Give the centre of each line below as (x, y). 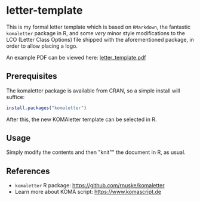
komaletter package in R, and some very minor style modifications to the (96, 33)
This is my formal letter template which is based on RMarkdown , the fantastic (99, 27)
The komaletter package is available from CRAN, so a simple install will (93, 91)
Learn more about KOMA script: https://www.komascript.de (88, 192)
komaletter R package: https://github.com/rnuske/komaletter (90, 185)
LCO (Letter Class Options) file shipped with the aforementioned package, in (100, 39)
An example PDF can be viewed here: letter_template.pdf (76, 57)
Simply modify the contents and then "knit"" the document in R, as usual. (96, 152)
